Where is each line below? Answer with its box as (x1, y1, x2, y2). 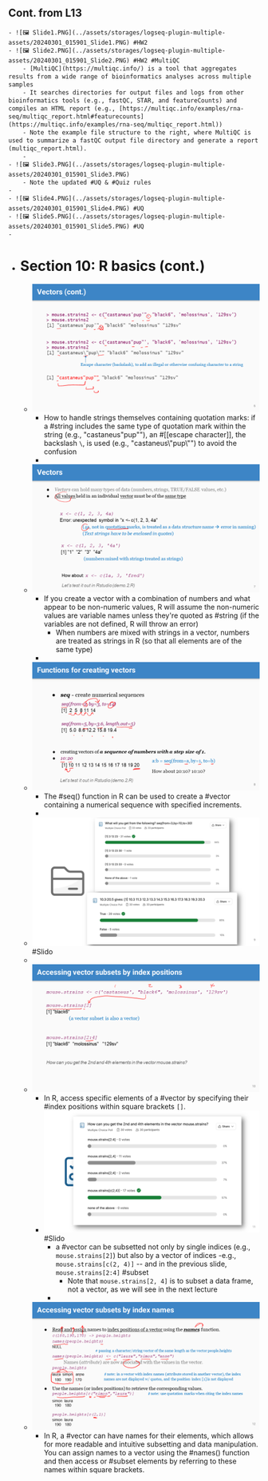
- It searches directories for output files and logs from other (22, 88, 245, 97)
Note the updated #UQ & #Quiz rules (29, 178, 152, 186)
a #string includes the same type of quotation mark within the (43, 421, 246, 431)
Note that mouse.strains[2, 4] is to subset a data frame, (67, 1276, 254, 1285)
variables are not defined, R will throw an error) (43, 619, 199, 629)
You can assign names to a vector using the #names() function (43, 1448, 250, 1458)
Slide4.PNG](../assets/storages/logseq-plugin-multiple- (32, 194, 226, 202)
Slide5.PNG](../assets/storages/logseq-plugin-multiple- (32, 212, 226, 221)
